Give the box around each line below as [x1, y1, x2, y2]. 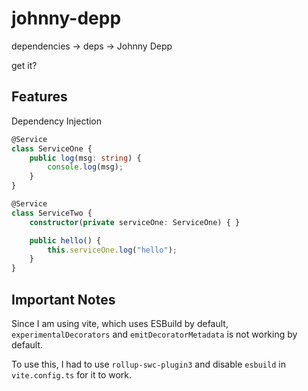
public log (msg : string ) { [29, 153, 142, 163]
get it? [11, 59, 38, 71]
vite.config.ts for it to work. [11, 368, 133, 381]
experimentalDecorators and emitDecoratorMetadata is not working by [11, 328, 298, 340]
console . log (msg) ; [47, 162, 124, 172]
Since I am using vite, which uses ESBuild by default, [11, 317, 229, 329]
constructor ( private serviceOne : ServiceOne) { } [29, 217, 241, 227]
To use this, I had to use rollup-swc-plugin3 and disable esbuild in [11, 358, 286, 370]
